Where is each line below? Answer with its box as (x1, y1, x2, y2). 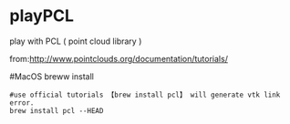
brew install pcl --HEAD (9, 106, 104, 115)
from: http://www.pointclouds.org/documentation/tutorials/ (9, 53, 228, 64)
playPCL (9, 5, 75, 26)
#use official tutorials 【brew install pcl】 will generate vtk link (9, 90, 281, 99)
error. (9, 98, 35, 108)
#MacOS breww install (9, 70, 94, 82)
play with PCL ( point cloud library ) (9, 36, 142, 46)
